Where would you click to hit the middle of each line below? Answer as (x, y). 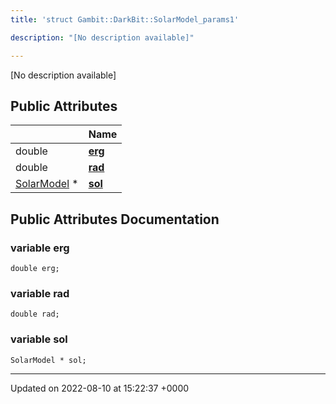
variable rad (40, 293)
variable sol (39, 339)
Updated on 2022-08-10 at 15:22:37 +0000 (100, 388)
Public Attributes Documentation (115, 219)
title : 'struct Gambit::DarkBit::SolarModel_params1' (125, 19)
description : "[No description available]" (102, 37)
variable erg (40, 248)
